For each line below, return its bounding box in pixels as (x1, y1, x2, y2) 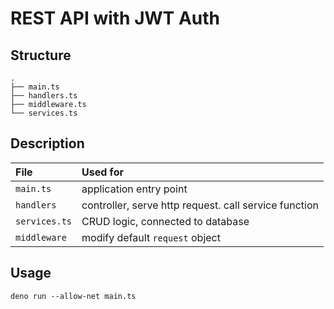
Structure (10, 47, 72, 64)
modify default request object (81, 230, 221, 244)
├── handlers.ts (10, 91, 78, 101)
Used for (81, 165, 124, 179)
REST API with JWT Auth (10, 7, 220, 30)
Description (10, 135, 85, 152)
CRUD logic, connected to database (81, 214, 250, 228)
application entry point (81, 182, 188, 196)
